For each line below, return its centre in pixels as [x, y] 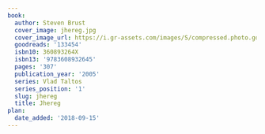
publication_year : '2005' [57, 74]
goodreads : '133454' [48, 45]
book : [16, 15]
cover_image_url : [43, 37]
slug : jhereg [36, 96]
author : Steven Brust [50, 23]
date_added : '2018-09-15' [57, 118]
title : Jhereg [38, 103]
